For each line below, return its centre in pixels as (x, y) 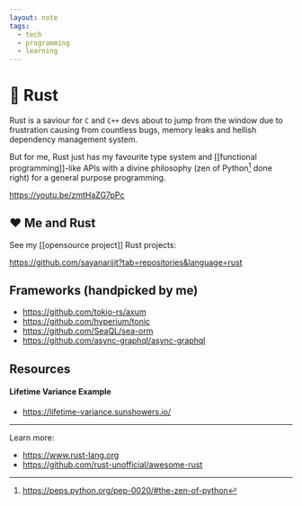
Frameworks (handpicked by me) (104, 290)
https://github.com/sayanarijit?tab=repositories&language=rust (126, 262)
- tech (30, 34)
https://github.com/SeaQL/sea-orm (88, 331)
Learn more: (32, 438)
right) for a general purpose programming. (88, 177)
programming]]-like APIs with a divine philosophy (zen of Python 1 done (141, 167)
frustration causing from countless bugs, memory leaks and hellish (133, 130)
